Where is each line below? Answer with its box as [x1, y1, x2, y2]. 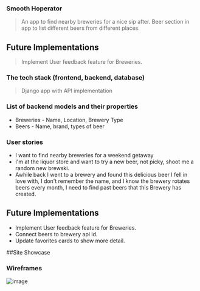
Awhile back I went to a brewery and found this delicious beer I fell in [15, 171, 188, 178]
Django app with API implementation [21, 87, 112, 95]
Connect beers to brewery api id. [15, 230, 98, 238]
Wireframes [6, 264, 43, 272]
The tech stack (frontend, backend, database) [6, 74, 145, 82]
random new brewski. [15, 165, 70, 171]
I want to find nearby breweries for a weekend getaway [15, 152, 154, 159]
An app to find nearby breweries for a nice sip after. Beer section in [21, 18, 190, 26]
